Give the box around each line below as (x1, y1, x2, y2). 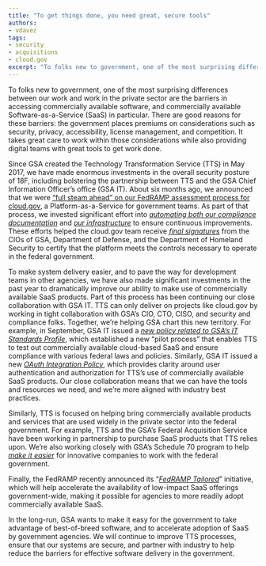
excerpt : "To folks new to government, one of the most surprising (8, 63, 236, 71)
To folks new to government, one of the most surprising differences (8, 85, 229, 94)
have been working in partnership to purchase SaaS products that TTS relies (8, 433, 258, 443)
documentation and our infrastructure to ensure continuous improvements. (8, 218, 253, 227)
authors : (8, 19, 37, 27)
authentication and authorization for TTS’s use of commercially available (8, 367, 244, 377)
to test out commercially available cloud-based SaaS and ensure (8, 342, 218, 352)
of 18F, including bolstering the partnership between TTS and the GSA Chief (8, 176, 256, 185)
